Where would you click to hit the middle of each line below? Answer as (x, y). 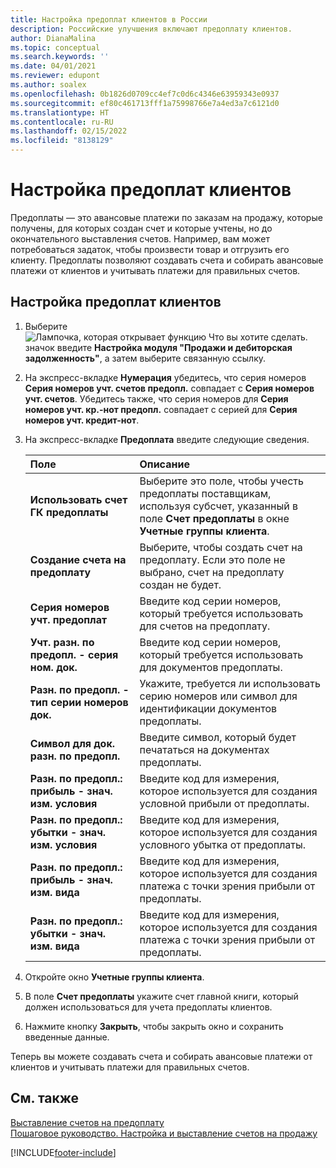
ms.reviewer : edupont (55, 76)
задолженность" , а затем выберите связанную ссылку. (145, 358)
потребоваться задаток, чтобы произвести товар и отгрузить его (150, 249)
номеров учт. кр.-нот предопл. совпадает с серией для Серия (161, 409)
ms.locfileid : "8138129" (62, 141)
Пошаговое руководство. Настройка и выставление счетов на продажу (164, 1133)
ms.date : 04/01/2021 (53, 66)
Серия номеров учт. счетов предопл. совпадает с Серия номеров (169, 388)
